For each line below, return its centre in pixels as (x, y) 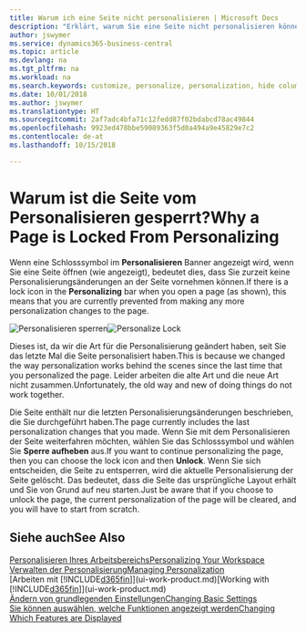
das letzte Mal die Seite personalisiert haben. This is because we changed (147, 356)
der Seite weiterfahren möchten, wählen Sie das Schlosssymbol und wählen (152, 441)
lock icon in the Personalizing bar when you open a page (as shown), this (148, 291)
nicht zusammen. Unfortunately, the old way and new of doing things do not (151, 385)
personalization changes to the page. (79, 310)
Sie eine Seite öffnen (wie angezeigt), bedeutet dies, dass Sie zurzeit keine (150, 272)
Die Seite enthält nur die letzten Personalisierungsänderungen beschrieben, (152, 412)
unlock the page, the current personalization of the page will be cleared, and (153, 499)
